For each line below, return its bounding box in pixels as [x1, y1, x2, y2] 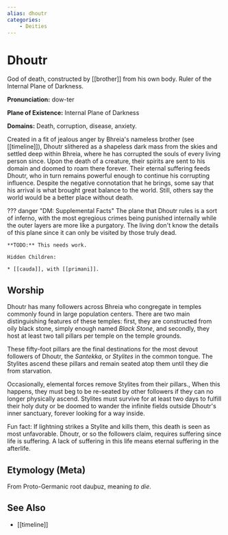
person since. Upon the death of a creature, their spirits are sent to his [7, 157, 205, 165]
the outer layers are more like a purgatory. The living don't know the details [7, 221, 219, 229]
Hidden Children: [7, 254, 57, 261]
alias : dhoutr [7, 10, 48, 17]
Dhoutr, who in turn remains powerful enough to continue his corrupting [7, 172, 210, 180]
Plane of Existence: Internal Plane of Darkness [7, 109, 140, 117]
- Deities [19, 23, 48, 29]
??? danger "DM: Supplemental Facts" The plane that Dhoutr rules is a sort [7, 207, 218, 215]
